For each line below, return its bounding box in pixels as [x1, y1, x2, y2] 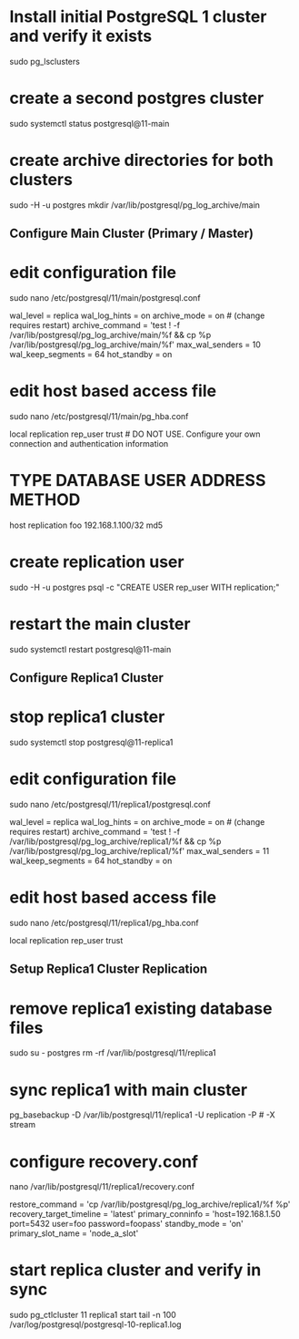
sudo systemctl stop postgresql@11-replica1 [9, 736, 174, 748]
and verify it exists [9, 26, 153, 46]
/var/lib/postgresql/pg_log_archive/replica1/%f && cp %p [9, 836, 222, 847]
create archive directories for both [9, 150, 274, 170]
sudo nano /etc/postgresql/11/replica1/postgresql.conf [9, 799, 211, 810]
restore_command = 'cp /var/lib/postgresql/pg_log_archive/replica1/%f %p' [9, 1199, 291, 1210]
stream [9, 1119, 36, 1130]
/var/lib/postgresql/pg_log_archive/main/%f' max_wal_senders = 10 [9, 339, 262, 350]
